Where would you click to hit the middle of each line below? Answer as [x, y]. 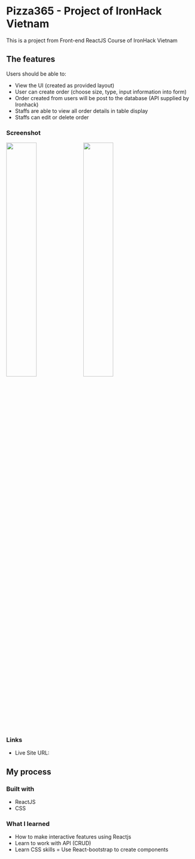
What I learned [28, 824]
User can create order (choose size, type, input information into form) [101, 92]
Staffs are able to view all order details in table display [81, 111]
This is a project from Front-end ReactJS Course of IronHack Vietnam [92, 40]
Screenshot [23, 133]
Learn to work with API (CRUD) [53, 843]
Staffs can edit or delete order [52, 117]
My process [29, 772]
